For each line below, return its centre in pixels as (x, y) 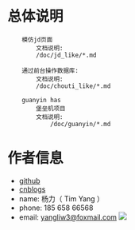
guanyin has (41, 100)
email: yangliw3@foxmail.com (67, 217)
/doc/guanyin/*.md (80, 124)
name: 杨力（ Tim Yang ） (62, 198)
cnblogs (32, 189)
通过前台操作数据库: (50, 70)
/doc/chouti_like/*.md (73, 86)
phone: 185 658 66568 (56, 208)
